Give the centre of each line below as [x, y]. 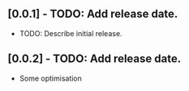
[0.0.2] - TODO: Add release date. [94, 59]
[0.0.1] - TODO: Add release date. [93, 14]
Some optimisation [51, 78]
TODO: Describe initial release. [71, 33]
